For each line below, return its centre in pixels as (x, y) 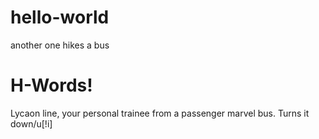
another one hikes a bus (60, 45)
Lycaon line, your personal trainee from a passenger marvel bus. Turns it (160, 113)
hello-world (60, 17)
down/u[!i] (31, 123)
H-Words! (51, 85)
